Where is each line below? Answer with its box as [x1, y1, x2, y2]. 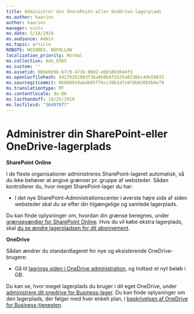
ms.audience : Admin [6, 36, 54, 42]
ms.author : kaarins [6, 14, 54, 20]
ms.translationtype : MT [6, 85, 65, 91]
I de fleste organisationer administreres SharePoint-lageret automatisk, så [6, 170, 185, 177]
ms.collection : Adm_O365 [6, 58, 67, 64]
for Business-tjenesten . [6, 302, 63, 309]
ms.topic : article [6, 42, 51, 48]
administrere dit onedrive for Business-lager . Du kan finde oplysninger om [6, 289, 185, 296]
